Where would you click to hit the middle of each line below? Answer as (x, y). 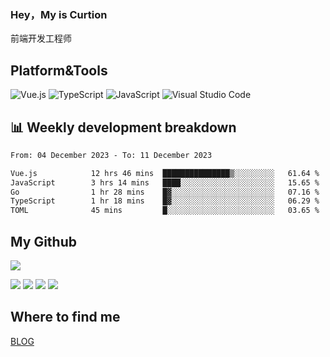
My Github (43, 241)
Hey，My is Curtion (59, 14)
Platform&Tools (59, 70)
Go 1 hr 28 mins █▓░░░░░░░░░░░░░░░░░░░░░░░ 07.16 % (165, 192)
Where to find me (65, 317)
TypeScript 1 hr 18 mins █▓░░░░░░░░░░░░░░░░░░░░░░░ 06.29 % (165, 201)
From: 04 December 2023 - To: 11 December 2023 (111, 155)
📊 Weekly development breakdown (123, 127)
